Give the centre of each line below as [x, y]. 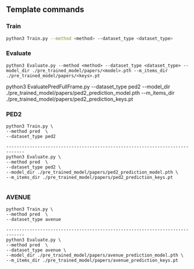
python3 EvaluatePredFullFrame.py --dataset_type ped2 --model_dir [88, 87]
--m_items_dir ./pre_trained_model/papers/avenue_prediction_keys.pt [92, 261]
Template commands [45, 10]
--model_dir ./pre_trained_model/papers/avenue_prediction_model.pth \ [95, 256]
